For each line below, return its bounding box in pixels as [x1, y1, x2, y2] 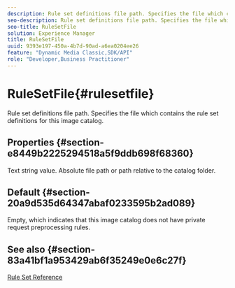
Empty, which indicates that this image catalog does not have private [7, 216, 206, 224]
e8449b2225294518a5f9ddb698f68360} [7, 147, 194, 159]
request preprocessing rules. [7, 223, 91, 231]
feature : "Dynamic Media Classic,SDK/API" [7, 50, 133, 57]
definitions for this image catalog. [7, 116, 104, 124]
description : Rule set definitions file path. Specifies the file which [7, 10, 224, 17]
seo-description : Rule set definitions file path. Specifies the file [7, 17, 218, 24]
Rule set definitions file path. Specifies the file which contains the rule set [7, 109, 219, 117]
